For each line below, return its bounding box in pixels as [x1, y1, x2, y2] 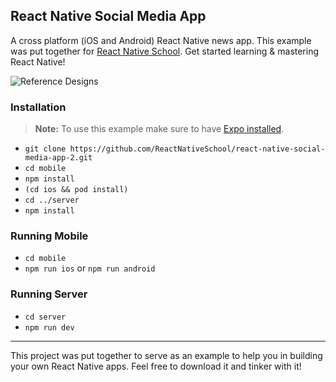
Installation [10, 100, 67, 114]
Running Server [10, 287, 88, 301]
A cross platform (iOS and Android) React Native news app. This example [10, 34, 312, 46]
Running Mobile [10, 229, 89, 243]
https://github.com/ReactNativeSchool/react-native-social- [69, 144, 326, 154]
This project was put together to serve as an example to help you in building [10, 349, 323, 361]
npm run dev [24, 322, 75, 333]
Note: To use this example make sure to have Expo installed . [34, 123, 285, 135]
